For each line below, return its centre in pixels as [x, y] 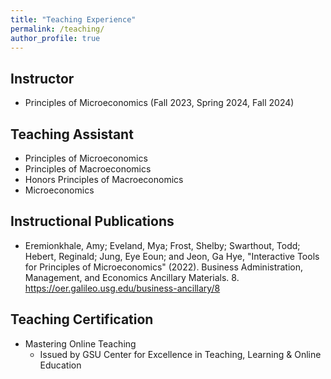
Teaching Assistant [72, 134]
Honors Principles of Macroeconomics [104, 179]
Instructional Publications [92, 221]
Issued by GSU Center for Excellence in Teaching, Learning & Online [180, 354]
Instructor [42, 78]
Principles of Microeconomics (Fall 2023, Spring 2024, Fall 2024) [159, 103]
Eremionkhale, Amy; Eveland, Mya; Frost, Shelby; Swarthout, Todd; [162, 245]
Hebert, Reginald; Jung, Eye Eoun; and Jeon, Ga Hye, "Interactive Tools [172, 256]
